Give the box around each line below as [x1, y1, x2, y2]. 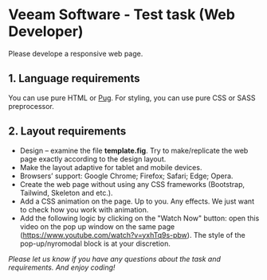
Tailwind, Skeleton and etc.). [19, 188, 113, 197]
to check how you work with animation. [19, 204, 149, 214]
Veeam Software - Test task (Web [8, 6, 235, 24]
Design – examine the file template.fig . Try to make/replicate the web [19, 146, 249, 155]
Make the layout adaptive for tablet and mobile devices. [19, 162, 202, 172]
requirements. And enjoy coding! [8, 262, 116, 272]
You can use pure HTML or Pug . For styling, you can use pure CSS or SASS [8, 93, 256, 103]
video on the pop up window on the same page [19, 221, 175, 231]
